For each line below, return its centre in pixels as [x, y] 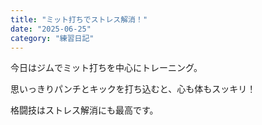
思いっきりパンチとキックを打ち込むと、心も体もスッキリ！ [133, 89]
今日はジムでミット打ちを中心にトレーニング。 [106, 68]
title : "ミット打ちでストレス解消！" [79, 19]
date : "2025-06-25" [51, 29]
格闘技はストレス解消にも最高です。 [84, 110]
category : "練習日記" [52, 38]
